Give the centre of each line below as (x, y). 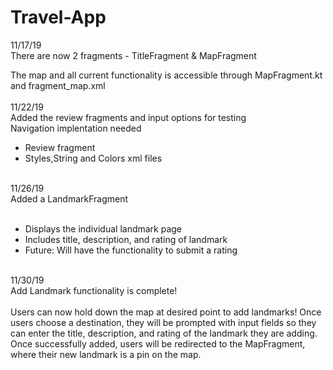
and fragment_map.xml (58, 85)
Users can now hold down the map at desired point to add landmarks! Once (166, 312)
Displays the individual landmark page (103, 228)
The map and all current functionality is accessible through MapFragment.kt (166, 75)
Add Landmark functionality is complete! (94, 290)
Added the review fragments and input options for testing (128, 117)
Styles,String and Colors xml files (93, 158)
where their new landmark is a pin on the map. (106, 354)
